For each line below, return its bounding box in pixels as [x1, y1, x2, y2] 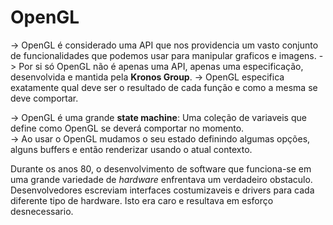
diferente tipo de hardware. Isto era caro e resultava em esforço [10, 194, 274, 206]
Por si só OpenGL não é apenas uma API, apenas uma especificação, [18, 60, 304, 72]
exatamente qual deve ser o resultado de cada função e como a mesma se [10, 81, 318, 93]
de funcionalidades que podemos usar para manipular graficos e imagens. [10, 49, 317, 61]
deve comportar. [10, 92, 79, 104]
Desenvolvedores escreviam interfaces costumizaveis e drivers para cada [10, 184, 315, 196]
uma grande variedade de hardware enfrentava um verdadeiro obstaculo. [10, 173, 313, 185]
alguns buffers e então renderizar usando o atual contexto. [10, 143, 253, 155]
